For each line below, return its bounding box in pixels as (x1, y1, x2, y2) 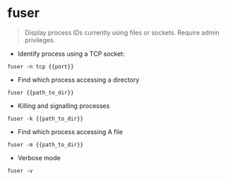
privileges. (24, 35, 56, 44)
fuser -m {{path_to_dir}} (7, 141, 83, 148)
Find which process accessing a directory (17, 76, 140, 84)
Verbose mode (17, 153, 61, 162)
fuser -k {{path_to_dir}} (7, 115, 83, 122)
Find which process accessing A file (17, 127, 124, 136)
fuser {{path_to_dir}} (7, 89, 74, 96)
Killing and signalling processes (17, 101, 110, 110)
